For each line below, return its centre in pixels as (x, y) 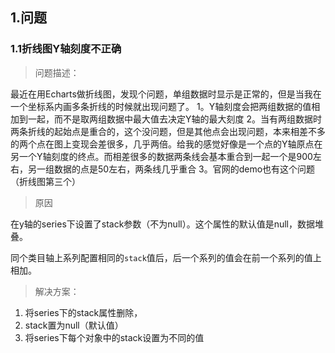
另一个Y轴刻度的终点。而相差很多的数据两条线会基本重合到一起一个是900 (161, 156)
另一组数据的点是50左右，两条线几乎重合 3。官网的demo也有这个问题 (171, 169)
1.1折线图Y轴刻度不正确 (66, 49)
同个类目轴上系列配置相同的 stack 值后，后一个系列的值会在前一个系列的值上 (166, 257)
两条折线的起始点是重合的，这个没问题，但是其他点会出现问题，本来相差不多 (168, 131)
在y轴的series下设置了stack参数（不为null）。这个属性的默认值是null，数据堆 (167, 224)
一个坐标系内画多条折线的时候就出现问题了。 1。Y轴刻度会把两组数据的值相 (165, 106)
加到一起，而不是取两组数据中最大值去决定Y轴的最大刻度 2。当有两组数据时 (166, 119)
